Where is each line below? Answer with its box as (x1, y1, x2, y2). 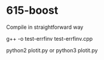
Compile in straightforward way (6, 23, 84, 31)
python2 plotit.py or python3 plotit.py (6, 46, 98, 54)
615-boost (6, 4, 59, 17)
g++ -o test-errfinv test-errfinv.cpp (6, 35, 93, 42)
